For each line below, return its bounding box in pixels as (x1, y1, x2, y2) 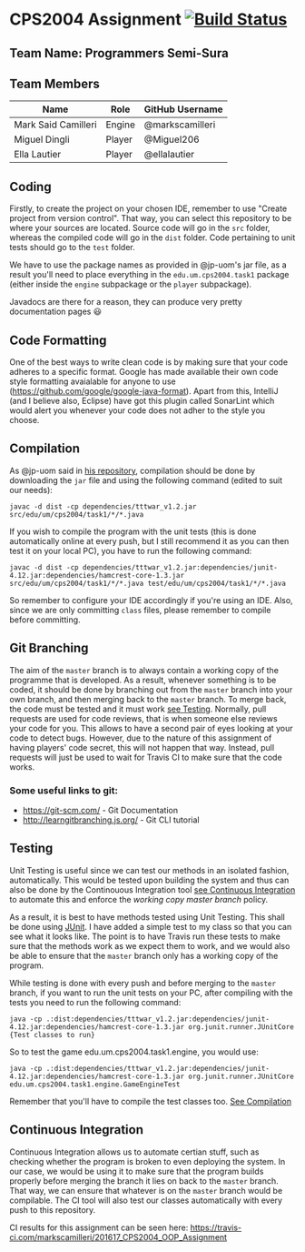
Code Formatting (9, 332, 107, 348)
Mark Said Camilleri (14, 118, 97, 131)
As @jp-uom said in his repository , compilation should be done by (9, 465, 256, 476)
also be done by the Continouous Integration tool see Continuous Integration (9, 883, 296, 895)
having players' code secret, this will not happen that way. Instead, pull (9, 742, 275, 752)
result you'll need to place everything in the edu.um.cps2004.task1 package (9, 269, 290, 280)
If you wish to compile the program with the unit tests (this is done (9, 526, 257, 537)
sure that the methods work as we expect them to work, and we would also (9, 940, 290, 951)
